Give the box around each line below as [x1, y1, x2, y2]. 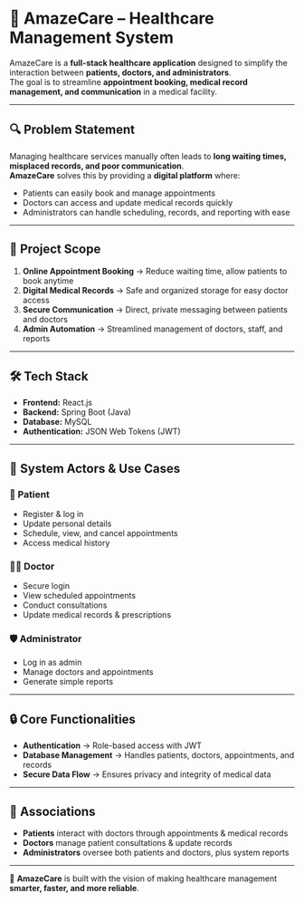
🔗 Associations [9, 803, 96, 819]
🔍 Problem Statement [9, 122, 136, 138]
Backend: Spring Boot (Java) [22, 407, 131, 417]
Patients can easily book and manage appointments [22, 187, 215, 198]
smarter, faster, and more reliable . [9, 883, 140, 894]
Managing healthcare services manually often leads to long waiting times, [9, 150, 287, 161]
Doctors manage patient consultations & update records [22, 838, 233, 849]
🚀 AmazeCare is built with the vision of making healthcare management [9, 873, 278, 884]
